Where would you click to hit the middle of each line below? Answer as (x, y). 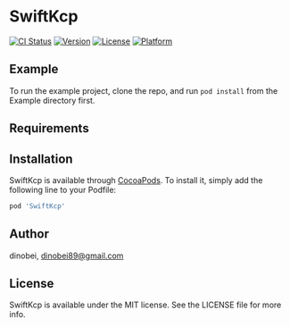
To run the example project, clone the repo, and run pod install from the (144, 90)
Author (29, 234)
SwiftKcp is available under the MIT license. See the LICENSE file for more (145, 305)
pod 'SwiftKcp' (37, 206)
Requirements (49, 128)
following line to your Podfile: (63, 189)
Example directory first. (52, 100)
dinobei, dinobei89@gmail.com (66, 256)
